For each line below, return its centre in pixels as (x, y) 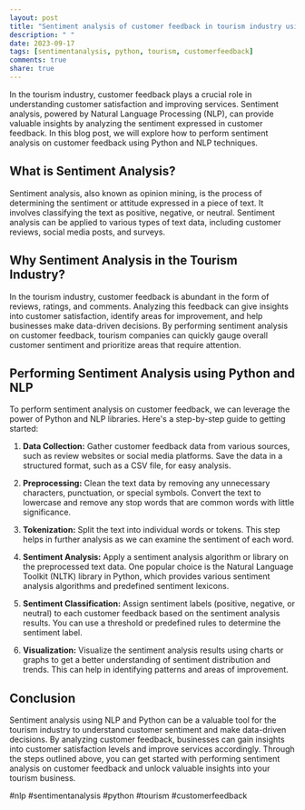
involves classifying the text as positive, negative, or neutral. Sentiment (142, 212)
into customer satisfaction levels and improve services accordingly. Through (152, 749)
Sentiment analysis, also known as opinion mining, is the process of (136, 193)
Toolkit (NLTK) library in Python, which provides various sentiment (146, 576)
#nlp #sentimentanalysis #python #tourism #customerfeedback (128, 795)
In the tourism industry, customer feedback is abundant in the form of (139, 296)
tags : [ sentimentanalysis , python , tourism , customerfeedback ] (132, 52)
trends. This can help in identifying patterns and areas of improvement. (155, 670)
